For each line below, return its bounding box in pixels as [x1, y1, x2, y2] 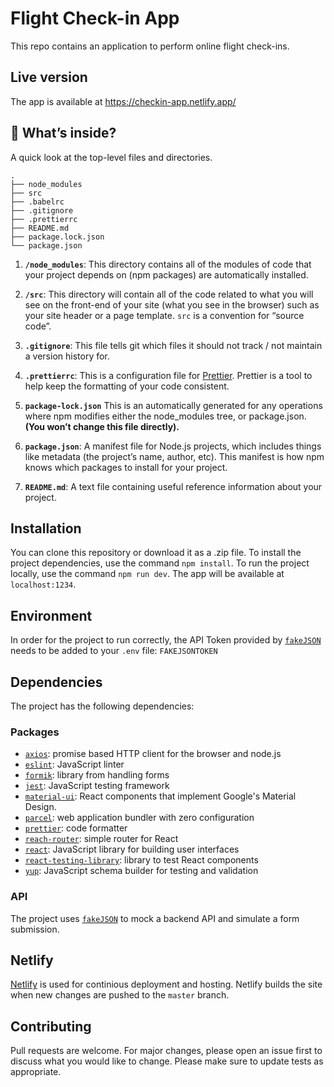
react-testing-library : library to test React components [24, 854, 259, 866]
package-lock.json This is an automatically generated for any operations [24, 399, 323, 411]
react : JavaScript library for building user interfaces [24, 843, 240, 856]
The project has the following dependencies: [10, 700, 195, 712]
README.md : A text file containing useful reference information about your [24, 480, 323, 492]
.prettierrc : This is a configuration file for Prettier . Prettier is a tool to [24, 369, 313, 381]
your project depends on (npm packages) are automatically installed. [24, 268, 309, 281]
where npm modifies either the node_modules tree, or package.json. [24, 410, 307, 422]
